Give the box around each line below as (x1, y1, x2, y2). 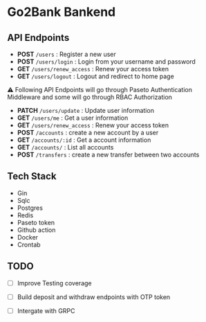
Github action (17, 226, 56, 234)
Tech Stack (7, 170, 57, 182)
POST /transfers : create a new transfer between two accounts (17, 150, 200, 159)
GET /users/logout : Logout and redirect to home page (17, 72, 174, 80)
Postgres (17, 204, 44, 212)
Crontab (17, 240, 41, 249)
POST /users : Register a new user (17, 50, 116, 58)
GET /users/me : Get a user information (17, 114, 129, 122)
